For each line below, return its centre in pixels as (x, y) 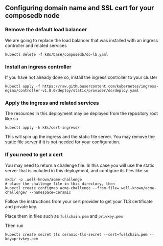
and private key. (21, 206)
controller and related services (36, 45)
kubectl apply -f (23, 86)
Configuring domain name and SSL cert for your (80, 8)
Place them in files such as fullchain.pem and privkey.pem (64, 216)
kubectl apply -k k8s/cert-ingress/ (42, 128)
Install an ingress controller (38, 67)
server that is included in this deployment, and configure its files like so (77, 170)
